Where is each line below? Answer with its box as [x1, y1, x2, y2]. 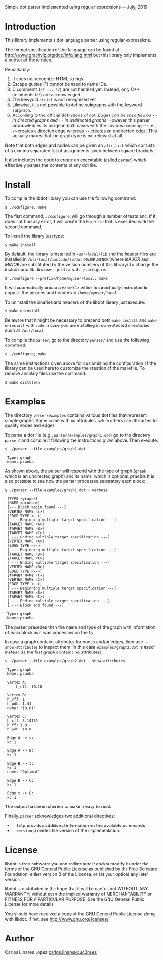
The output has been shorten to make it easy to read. [5, 804, 112, 809]
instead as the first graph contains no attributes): [5, 649, 103, 655]
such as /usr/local [5, 327, 44, 333]
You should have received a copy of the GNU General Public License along [5, 911, 155, 917]
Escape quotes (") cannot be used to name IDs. [12, 81, 108, 87]
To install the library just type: [5, 233, 65, 239]
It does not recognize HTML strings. [12, 76, 85, 82]
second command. [5, 224, 43, 230]
